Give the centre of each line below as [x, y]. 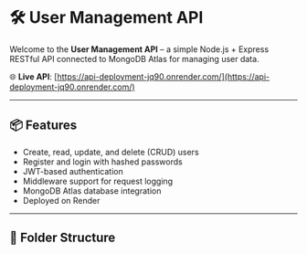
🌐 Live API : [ [33, 76]
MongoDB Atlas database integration [92, 190]
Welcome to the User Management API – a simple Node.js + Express [139, 49]
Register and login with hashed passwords [102, 162]
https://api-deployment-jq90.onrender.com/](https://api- [164, 76]
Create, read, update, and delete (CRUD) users [111, 152]
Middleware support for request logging [98, 181]
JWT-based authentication [73, 171]
